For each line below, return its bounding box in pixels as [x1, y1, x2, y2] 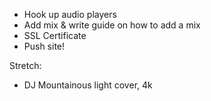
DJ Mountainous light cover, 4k [23, 79, 153, 91]
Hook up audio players [23, 9, 117, 20]
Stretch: [9, 60, 42, 71]
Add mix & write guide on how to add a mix [23, 19, 201, 31]
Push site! [23, 40, 66, 52]
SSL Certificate [23, 30, 87, 41]
